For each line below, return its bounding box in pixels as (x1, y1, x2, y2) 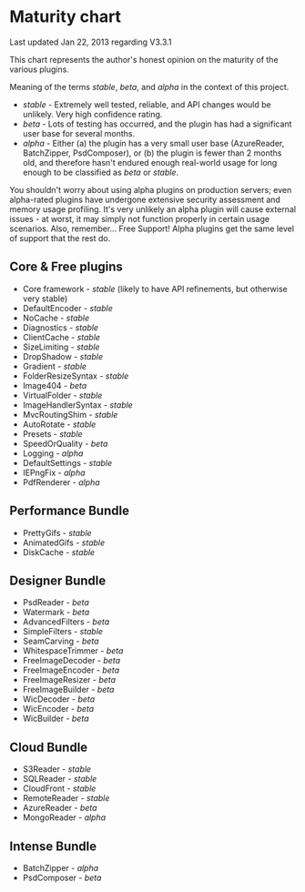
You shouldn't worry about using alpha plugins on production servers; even (9, 184, 292, 195)
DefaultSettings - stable (22, 457, 113, 468)
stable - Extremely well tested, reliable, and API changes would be (22, 98, 271, 110)
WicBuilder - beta (22, 713, 89, 725)
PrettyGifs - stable (22, 527, 93, 538)
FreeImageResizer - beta (22, 674, 117, 685)
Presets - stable (22, 428, 84, 439)
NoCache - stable (22, 312, 90, 323)
